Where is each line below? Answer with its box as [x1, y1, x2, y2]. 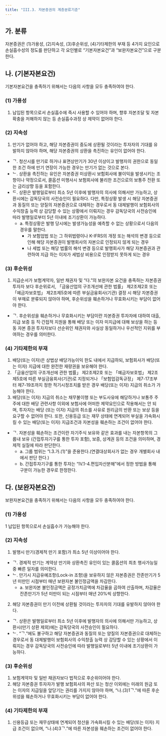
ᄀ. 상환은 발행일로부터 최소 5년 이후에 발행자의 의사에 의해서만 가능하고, [12, 618, 153, 624]
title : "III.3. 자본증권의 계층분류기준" [5, 7, 81, 12]
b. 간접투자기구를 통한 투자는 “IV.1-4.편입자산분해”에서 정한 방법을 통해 [19, 461, 157, 467]
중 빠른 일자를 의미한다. [12, 566, 58, 572]
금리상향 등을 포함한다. [17, 183, 62, 189]
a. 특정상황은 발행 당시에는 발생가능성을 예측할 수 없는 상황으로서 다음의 [19, 220, 159, 226]
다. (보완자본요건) [5, 483, 56, 491]
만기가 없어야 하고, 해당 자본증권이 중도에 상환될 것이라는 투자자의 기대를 [12, 141, 153, 147]
